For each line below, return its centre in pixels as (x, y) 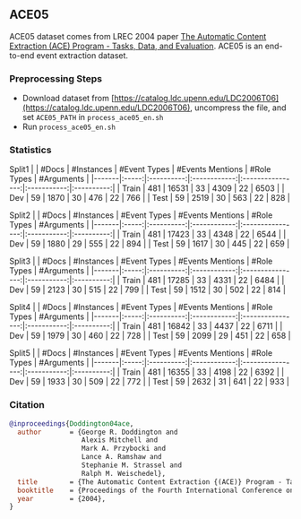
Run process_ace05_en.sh (69, 127)
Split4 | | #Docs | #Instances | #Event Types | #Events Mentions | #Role (141, 307)
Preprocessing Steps (56, 78)
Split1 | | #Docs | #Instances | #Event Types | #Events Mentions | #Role (140, 169)
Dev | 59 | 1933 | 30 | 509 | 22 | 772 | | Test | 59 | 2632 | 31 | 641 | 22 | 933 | (149, 382)
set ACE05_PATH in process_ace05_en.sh (93, 117)
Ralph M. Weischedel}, (124, 473)
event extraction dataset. (82, 55)
